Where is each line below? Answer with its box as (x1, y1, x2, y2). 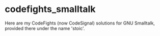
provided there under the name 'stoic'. (5, 25, 85, 31)
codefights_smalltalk (5, 3, 96, 15)
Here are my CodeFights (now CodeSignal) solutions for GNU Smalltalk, (5, 20, 155, 26)
